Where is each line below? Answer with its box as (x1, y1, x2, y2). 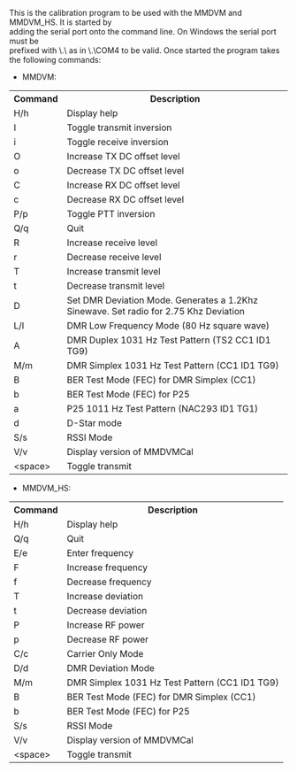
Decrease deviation (66, 605, 148, 616)
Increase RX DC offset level (66, 179, 180, 191)
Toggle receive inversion (66, 136, 170, 148)
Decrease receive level (66, 251, 162, 263)
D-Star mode (66, 417, 122, 428)
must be (9, 35, 40, 46)
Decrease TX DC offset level (66, 165, 185, 176)
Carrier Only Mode (66, 648, 144, 660)
